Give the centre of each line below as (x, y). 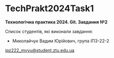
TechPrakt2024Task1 (50, 9)
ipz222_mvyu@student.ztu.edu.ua (40, 50)
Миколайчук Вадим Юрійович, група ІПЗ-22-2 (61, 41)
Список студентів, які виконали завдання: (49, 31)
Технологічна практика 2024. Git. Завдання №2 (56, 22)
